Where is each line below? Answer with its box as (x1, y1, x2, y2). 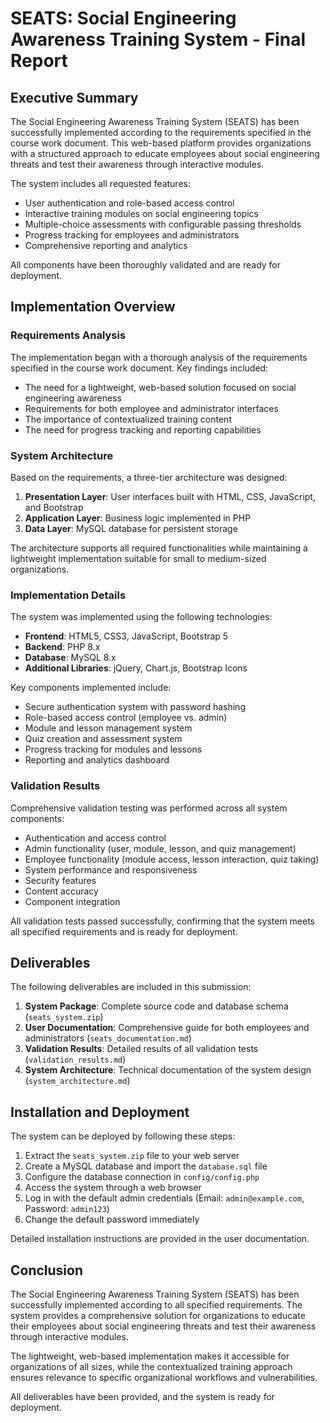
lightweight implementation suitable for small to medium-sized (10, 552, 267, 564)
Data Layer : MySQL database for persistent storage (24, 522, 238, 534)
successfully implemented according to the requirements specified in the (10, 127, 312, 138)
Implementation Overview (10, 298, 176, 316)
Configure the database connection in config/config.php (24, 1171, 260, 1183)
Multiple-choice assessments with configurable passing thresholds (24, 218, 302, 230)
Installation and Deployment (10, 1103, 190, 1121)
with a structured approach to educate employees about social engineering (10, 148, 320, 159)
